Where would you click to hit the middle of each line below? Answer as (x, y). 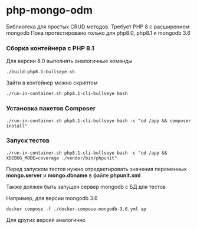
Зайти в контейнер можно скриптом (52, 83)
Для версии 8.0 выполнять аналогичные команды (69, 61)
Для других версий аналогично (46, 220)
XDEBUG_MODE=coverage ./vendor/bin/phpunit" (62, 158)
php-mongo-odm (50, 10)
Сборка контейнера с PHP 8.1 (50, 48)
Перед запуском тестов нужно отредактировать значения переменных (96, 169)
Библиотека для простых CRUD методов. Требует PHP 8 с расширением (98, 27)
